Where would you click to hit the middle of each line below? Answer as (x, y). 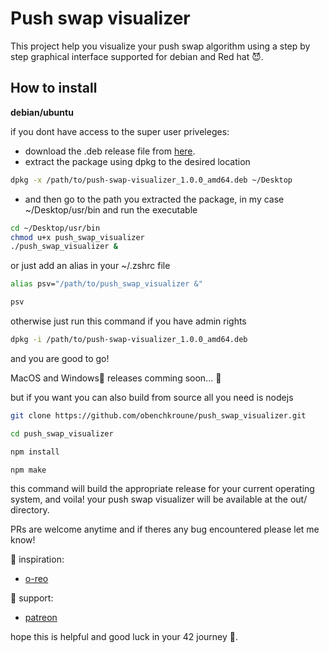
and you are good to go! (60, 358)
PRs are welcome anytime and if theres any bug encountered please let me (165, 529)
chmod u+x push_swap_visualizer (77, 237)
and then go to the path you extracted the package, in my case (154, 199)
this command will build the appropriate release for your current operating (162, 489)
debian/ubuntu (42, 112)
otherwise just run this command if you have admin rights (128, 321)
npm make (28, 470)
